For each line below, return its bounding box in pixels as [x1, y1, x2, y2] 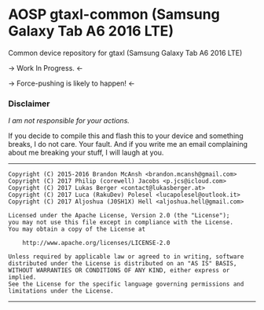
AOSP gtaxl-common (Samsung [8, 5, 220, 24]
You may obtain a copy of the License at [8, 225, 146, 233]
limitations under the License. [8, 287, 114, 295]
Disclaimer [8, 98, 50, 109]
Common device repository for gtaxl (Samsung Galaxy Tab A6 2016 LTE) [8, 48, 243, 57]
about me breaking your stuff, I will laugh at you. [8, 148, 164, 158]
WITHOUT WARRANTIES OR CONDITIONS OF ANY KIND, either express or [8, 267, 230, 275]
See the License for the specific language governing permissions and [8, 280, 244, 288]
